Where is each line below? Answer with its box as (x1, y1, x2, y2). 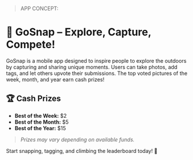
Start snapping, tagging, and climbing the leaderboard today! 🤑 (6, 147, 158, 154)
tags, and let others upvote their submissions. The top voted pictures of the (6, 70, 188, 77)
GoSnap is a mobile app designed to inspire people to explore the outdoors (6, 57, 187, 64)
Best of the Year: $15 (14, 124, 66, 131)
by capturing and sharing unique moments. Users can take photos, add (6, 63, 178, 70)
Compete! (6, 38, 56, 52)
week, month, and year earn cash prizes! (6, 76, 105, 83)
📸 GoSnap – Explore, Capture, (6, 26, 151, 39)
